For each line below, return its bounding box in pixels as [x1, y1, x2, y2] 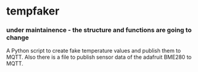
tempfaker [6, 4, 60, 18]
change [6, 33, 29, 42]
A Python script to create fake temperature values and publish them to [6, 47, 181, 54]
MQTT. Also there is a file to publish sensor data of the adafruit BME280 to [6, 53, 192, 61]
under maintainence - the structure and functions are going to [6, 26, 192, 34]
